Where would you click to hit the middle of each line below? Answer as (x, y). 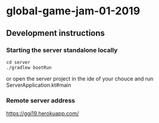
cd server (18, 62)
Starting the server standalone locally (62, 50)
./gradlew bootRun (29, 67)
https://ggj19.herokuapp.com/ (43, 113)
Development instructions (56, 33)
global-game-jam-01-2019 (73, 11)
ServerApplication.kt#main (39, 85)
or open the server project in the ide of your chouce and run (80, 78)
